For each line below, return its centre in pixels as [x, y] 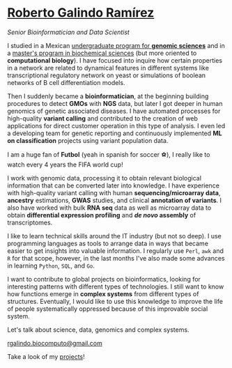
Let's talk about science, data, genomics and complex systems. [98, 330]
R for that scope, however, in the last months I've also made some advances [116, 258]
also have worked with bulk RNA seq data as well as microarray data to [109, 208]
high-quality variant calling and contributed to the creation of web [103, 118]
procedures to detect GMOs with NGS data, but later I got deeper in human [115, 103]
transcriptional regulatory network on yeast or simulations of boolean [107, 75]
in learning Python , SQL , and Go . [51, 266]
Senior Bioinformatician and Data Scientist [69, 32]
